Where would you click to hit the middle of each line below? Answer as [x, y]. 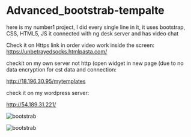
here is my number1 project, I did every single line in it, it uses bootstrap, [96, 27]
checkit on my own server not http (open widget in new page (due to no [95, 63]
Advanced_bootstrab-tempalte [86, 11]
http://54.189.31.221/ [31, 104]
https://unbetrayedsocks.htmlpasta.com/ [57, 51]
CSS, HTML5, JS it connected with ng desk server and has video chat [92, 33]
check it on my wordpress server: [48, 93]
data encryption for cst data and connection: [62, 69]
